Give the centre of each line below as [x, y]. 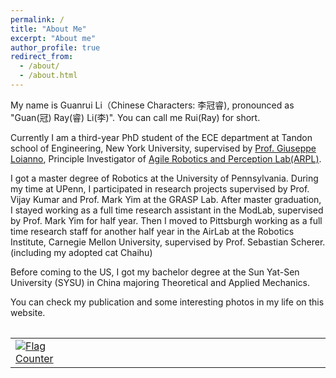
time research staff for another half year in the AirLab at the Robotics [152, 231]
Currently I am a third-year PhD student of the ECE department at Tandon [161, 137]
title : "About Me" [48, 29]
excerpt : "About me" [53, 38]
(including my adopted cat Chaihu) [81, 252]
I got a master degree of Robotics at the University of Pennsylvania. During [164, 178]
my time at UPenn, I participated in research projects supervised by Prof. [160, 188]
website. [28, 312]
